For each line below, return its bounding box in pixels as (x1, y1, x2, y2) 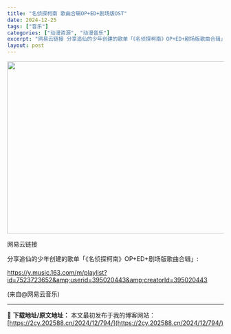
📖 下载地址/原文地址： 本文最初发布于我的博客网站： (7, 311, 156, 319)
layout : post (7, 42, 45, 49)
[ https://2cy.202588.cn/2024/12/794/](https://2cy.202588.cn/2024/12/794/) (7, 319, 223, 327)
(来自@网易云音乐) (7, 290, 60, 298)
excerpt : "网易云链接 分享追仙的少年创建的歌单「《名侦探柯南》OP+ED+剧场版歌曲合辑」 (7, 36, 226, 43)
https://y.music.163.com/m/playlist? (7, 269, 108, 276)
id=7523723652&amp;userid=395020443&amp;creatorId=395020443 (7, 276, 208, 284)
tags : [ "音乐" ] (7, 23, 49, 30)
